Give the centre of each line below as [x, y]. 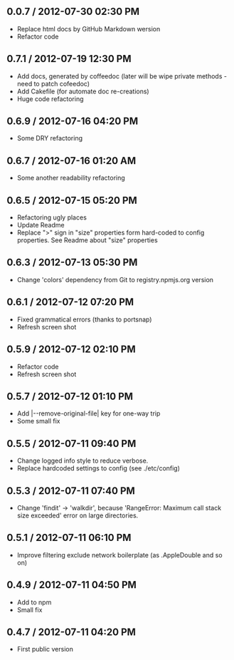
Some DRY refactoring [50, 138]
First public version [45, 649]
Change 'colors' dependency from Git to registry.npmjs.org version [115, 279]
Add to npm [34, 602]
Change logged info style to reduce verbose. [83, 461]
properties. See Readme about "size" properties [87, 240]
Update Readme [41, 225]
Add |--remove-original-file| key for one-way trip [89, 413]
